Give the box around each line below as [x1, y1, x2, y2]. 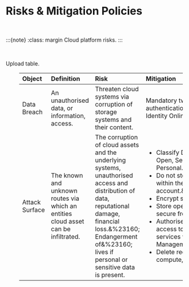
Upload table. [6, 59, 40, 67]
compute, [156, 255, 184, 264]
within [156, 179, 174, 187]
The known [51, 171, 83, 179]
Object [22, 74, 42, 83]
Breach [22, 108, 43, 116]
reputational [95, 201, 130, 210]
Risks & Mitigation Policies [6, 4, 143, 18]
